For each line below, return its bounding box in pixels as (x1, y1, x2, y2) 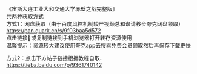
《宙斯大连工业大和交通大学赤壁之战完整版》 (6, 5, 118, 12)
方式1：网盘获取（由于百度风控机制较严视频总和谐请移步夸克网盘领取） (6, 20, 184, 27)
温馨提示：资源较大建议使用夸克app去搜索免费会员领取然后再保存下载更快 (6, 42, 192, 49)
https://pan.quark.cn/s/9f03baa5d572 (6, 27, 101, 34)
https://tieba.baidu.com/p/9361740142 (6, 61, 102, 68)
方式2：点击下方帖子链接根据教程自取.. (6, 55, 103, 61)
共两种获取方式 (6, 13, 44, 20)
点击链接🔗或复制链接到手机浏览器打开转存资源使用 (6, 34, 132, 41)
